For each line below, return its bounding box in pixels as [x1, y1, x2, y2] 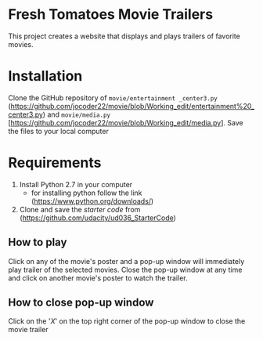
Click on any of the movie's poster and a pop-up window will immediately [8, 256, 245, 266]
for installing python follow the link [31, 188, 142, 197]
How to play [8, 236, 67, 249]
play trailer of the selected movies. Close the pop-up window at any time [8, 265, 243, 274]
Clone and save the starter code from [19, 204, 141, 214]
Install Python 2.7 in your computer [19, 179, 133, 189]
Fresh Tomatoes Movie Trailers [8, 5, 214, 24]
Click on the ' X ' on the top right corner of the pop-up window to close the [8, 316, 246, 326]
